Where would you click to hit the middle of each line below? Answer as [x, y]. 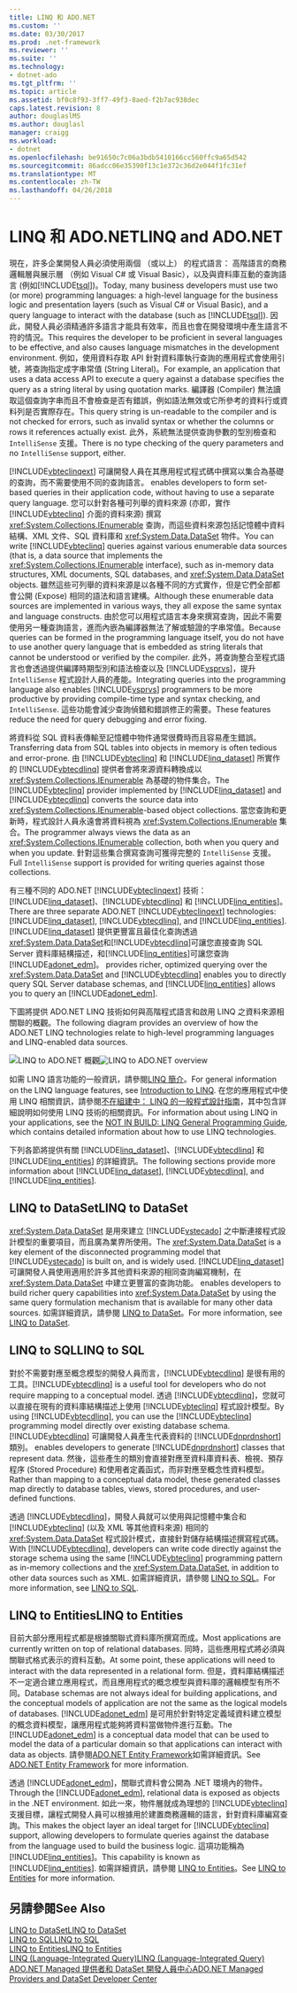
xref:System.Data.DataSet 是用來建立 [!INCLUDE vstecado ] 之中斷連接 [136, 1230]
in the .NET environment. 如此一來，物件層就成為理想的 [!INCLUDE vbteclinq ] [148, 1803]
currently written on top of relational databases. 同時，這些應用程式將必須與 [147, 1649]
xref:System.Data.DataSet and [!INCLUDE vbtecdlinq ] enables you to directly [148, 974]
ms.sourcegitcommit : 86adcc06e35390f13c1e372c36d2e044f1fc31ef [128, 166]
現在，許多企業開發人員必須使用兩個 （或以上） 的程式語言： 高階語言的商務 [148, 263]
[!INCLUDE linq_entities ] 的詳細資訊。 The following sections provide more [142, 1160]
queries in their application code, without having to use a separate [154, 492]
